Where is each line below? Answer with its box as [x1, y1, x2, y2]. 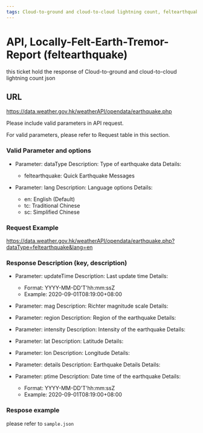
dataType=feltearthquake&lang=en [6, 243, 93, 251]
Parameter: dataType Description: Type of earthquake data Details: [14, 160, 182, 167]
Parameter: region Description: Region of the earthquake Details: [14, 314, 176, 322]
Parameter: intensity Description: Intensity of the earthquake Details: [14, 326, 186, 333]
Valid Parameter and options [6, 147, 92, 155]
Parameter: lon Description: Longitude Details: [14, 349, 130, 357]
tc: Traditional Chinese [24, 202, 80, 209]
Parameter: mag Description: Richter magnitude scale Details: [14, 302, 169, 309]
